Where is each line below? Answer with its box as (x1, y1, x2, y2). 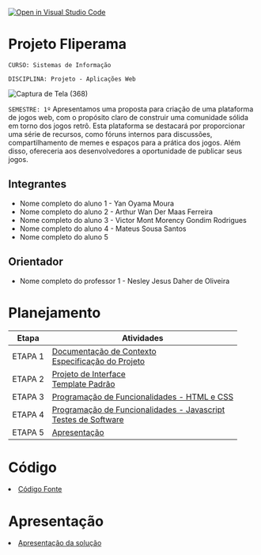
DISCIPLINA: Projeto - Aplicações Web (8, 75, 136, 83)
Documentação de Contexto (51, 345, 157, 357)
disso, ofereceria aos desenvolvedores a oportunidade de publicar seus (8, 146, 243, 156)
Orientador (8, 255, 63, 269)
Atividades (121, 332, 164, 343)
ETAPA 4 (12, 409, 45, 420)
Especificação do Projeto (51, 356, 145, 367)
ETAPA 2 (12, 373, 45, 384)
